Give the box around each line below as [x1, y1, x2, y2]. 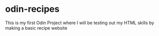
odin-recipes [5, 3, 60, 15]
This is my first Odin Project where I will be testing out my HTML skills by [5, 20, 155, 26]
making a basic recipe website [5, 25, 68, 31]
